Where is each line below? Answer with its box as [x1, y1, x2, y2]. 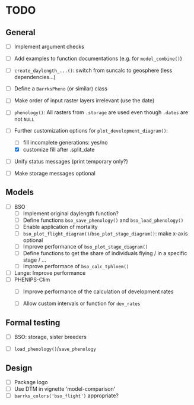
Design [5, 363, 33, 373]
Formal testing [5, 318, 61, 328]
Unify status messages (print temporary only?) [14, 158, 128, 165]
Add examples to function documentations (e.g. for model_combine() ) [14, 55, 182, 62]
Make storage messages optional [14, 169, 96, 177]
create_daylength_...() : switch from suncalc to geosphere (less [14, 67, 173, 74]
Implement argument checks [14, 43, 84, 50]
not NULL [14, 115, 35, 123]
